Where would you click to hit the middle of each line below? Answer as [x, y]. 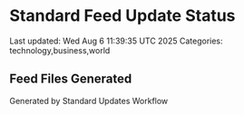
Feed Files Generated [71, 79]
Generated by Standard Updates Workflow [89, 101]
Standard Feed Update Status [122, 16]
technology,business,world [60, 50]
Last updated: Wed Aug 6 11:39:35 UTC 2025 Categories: [117, 41]
